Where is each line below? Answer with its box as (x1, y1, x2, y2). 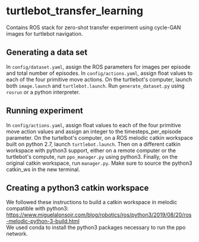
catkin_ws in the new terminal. (6, 165, 80, 173)
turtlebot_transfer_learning (6, 4, 144, 18)
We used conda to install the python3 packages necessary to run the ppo (6, 224, 186, 231)
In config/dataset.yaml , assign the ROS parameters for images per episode (6, 63, 191, 70)
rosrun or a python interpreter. (6, 88, 80, 96)
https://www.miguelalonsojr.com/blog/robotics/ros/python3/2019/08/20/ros (6, 211, 192, 218)
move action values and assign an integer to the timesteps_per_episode (6, 128, 182, 135)
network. (6, 230, 29, 237)
